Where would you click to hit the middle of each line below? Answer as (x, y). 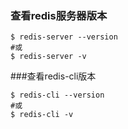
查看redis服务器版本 (59, 15)
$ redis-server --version (64, 37)
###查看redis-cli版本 (53, 76)
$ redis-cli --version (57, 95)
